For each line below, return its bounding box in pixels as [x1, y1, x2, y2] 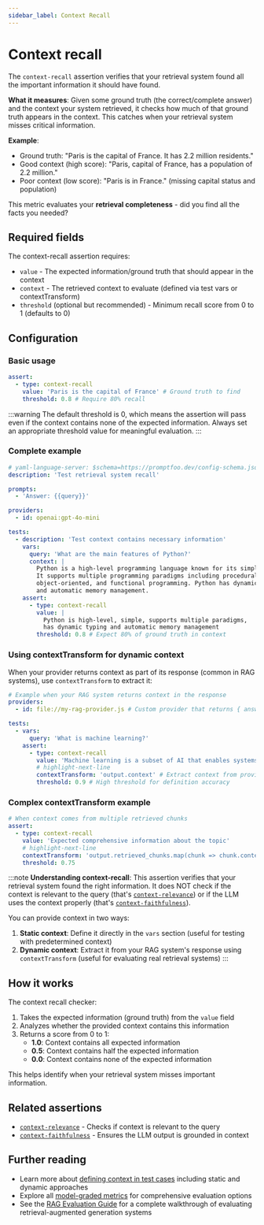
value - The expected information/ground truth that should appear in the [19, 267, 254, 277]
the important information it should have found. [8, 80, 161, 89]
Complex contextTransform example [8, 796, 151, 807]
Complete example [8, 446, 82, 457]
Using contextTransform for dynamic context [8, 649, 185, 660]
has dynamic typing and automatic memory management [42, 623, 220, 631]
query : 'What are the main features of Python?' [28, 550, 192, 558]
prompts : [8, 485, 37, 493]
